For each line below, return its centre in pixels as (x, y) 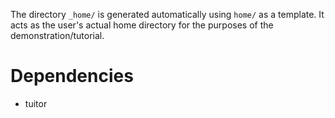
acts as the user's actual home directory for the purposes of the (142, 25)
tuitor (36, 103)
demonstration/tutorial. (57, 35)
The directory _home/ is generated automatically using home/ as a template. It (167, 14)
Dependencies (72, 76)
